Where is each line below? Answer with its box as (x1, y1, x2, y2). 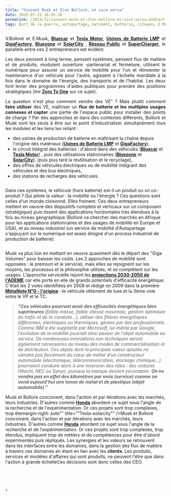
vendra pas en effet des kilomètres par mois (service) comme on (17, 374, 158, 380)
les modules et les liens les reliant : (5, 126, 78, 132)
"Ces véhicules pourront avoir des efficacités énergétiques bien (17, 303, 157, 309)
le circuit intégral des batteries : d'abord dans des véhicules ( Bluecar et (12, 146, 163, 152)
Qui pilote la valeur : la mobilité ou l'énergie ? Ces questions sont (24, 193, 160, 199)
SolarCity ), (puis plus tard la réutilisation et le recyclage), (12, 157, 133, 163)
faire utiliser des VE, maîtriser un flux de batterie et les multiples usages (5, 104, 166, 110)
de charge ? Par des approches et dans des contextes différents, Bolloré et (5, 115, 166, 121)
